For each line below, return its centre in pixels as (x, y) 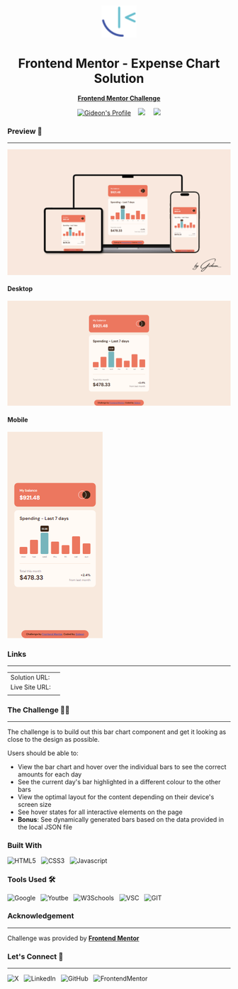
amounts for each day (50, 774)
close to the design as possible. (53, 739)
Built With (25, 845)
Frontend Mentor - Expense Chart (119, 63)
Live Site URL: (30, 687)
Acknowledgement (41, 916)
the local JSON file (45, 827)
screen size (34, 804)
